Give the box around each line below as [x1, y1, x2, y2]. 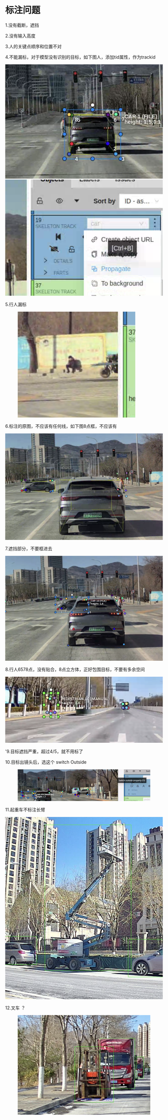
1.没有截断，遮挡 [5, 22, 39, 28]
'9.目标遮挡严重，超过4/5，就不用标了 [5, 748, 83, 754]
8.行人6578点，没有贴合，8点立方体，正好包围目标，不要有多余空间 [5, 666, 145, 672]
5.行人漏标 [5, 301, 26, 307]
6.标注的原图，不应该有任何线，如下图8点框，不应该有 [5, 423, 117, 429]
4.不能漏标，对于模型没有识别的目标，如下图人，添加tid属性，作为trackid [5, 54, 156, 60]
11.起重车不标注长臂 [5, 807, 45, 813]
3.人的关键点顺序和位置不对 [5, 43, 62, 49]
